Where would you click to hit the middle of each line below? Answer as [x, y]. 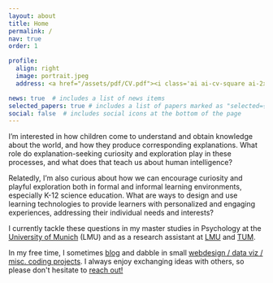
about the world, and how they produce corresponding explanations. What [133, 145]
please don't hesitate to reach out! [66, 270]
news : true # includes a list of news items [87, 98]
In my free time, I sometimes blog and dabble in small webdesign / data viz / [136, 253]
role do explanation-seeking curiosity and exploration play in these [120, 154]
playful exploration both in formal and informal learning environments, [125, 187]
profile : [23, 61]
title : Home [28, 24]
